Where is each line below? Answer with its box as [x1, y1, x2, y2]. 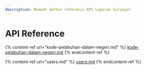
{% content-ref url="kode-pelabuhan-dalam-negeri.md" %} [5, 44, 126, 50]
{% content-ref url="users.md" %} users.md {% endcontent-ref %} [5, 59, 142, 65]
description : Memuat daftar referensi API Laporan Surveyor [5, 7, 131, 12]
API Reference [5, 28, 65, 39]
